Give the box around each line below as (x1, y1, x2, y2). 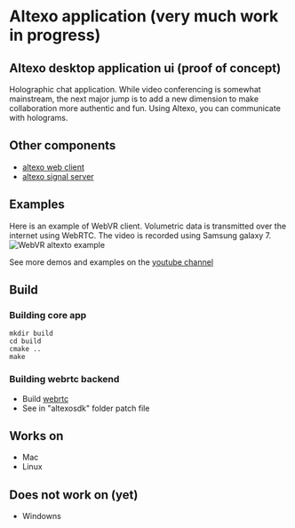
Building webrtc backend (9, 373, 120, 386)
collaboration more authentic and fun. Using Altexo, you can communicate (9, 103, 282, 113)
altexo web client (21, 162, 84, 172)
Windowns (21, 511, 62, 522)
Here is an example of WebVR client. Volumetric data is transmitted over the (9, 220, 287, 231)
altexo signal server (21, 171, 95, 181)
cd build (9, 337, 42, 346)
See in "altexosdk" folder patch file (21, 403, 150, 413)
